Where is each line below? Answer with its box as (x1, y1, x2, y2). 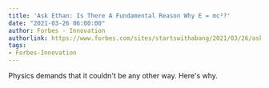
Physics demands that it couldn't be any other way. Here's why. (8, 71, 219, 80)
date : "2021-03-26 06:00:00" (8, 19, 106, 27)
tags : (8, 42, 26, 50)
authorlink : (8, 34, 48, 42)
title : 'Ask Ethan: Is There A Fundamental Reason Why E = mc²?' (8, 11, 231, 20)
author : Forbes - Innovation (8, 26, 106, 34)
